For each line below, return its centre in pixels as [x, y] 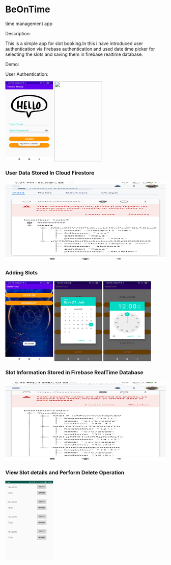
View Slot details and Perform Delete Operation [65, 472]
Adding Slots [22, 273]
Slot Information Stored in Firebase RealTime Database [74, 373]
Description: [18, 33]
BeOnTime [28, 9]
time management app [29, 24]
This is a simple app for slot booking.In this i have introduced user [74, 43]
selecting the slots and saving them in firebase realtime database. [74, 54]
